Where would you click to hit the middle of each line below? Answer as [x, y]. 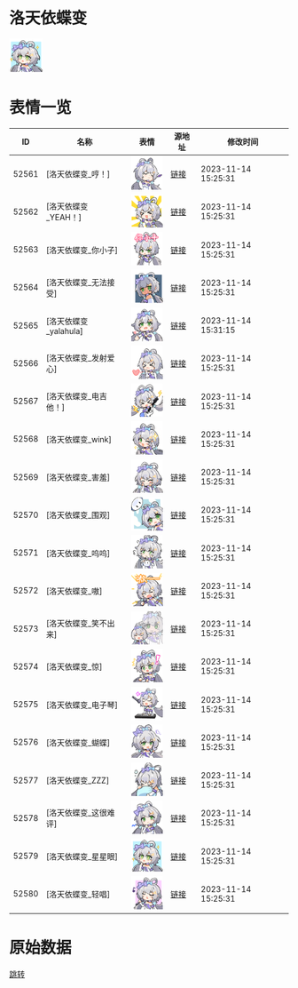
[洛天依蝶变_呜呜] [78, 553]
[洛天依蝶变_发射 [77, 358]
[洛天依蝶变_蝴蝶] [78, 742]
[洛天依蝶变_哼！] [78, 174]
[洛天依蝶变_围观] [78, 515]
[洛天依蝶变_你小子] [82, 250]
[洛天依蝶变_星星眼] [82, 856]
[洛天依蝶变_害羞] [78, 477]
